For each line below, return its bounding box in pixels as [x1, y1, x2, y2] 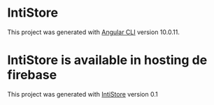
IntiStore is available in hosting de [7, 52, 208, 68]
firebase [7, 67, 57, 83]
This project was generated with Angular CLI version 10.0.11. [7, 28, 180, 36]
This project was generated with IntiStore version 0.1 [7, 90, 159, 98]
